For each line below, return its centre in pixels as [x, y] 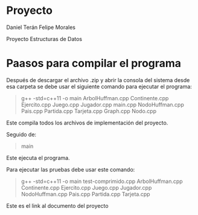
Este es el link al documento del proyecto [57, 205]
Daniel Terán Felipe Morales [41, 27]
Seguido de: [21, 134]
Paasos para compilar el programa [94, 63]
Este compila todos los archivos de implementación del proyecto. [87, 123]
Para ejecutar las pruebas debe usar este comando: [71, 169]
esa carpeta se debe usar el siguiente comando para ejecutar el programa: [99, 86]
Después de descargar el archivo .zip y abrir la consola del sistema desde [98, 80]
